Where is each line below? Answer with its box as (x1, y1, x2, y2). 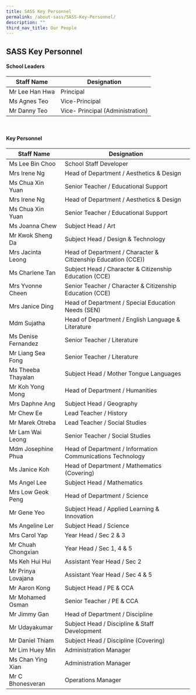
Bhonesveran (9, 680, 45, 688)
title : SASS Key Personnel (6, 8, 72, 15)
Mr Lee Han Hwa (9, 87, 55, 95)
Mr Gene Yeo (9, 508, 45, 517)
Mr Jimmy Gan (9, 610, 50, 618)
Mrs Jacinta (9, 248, 42, 256)
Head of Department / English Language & (65, 315, 181, 324)
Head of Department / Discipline (65, 610, 153, 618)
